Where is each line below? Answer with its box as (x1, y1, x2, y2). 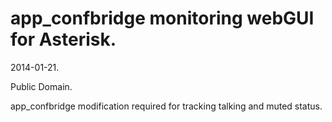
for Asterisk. (10, 28, 117, 51)
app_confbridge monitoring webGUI (10, 7, 315, 30)
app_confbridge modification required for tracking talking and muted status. (10, 100, 323, 112)
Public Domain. (10, 80, 73, 92)
